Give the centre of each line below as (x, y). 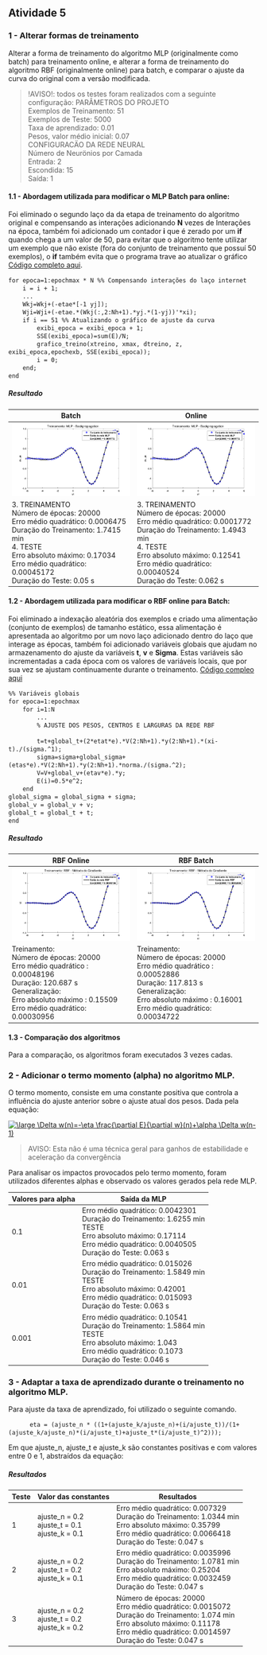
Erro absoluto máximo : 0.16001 (190, 1000)
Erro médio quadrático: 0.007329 (171, 1508)
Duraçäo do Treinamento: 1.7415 (66, 530)
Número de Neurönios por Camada (85, 153)
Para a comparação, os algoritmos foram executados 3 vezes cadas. (120, 1055)
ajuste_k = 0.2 (60, 1628)
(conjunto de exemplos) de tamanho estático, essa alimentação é (115, 627)
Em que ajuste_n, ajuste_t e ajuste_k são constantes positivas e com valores (133, 1447)
